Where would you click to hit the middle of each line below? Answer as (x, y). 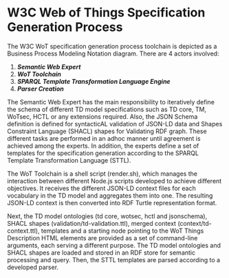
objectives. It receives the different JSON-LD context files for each (101, 188)
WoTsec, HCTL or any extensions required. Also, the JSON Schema (102, 116)
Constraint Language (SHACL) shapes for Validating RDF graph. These (107, 131)
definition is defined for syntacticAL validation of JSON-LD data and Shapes (115, 124)
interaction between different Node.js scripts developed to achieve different (115, 181)
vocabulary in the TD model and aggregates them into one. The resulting (110, 195)
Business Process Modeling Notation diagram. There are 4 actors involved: (113, 54)
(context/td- (195, 223)
